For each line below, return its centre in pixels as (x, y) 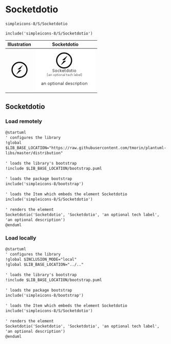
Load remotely (24, 121)
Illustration (20, 44)
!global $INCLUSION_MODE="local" (41, 260)
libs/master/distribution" (34, 153)
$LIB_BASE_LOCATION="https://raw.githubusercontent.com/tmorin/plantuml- (86, 148)
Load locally (21, 238)
